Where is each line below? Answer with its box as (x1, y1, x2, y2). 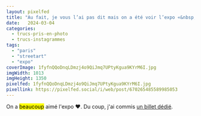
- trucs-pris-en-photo (11, 31, 68, 37)
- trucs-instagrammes (11, 36, 66, 42)
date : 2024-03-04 (6, 20, 55, 26)
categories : (6, 25, 36, 32)
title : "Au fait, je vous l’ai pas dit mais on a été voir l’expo (6, 14, 175, 20)
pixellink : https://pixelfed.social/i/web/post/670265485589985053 (6, 87, 178, 93)
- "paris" (11, 48, 36, 54)
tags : (6, 42, 20, 48)
